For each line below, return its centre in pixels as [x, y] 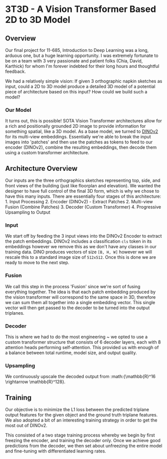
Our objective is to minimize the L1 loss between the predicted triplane [77, 410]
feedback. [15, 71]
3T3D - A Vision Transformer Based [81, 9]
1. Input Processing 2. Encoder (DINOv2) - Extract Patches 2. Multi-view [79, 202]
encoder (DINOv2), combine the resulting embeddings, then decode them [81, 147]
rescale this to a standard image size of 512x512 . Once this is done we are [81, 257]
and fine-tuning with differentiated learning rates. [56, 451]
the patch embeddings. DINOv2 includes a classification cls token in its [79, 241]
